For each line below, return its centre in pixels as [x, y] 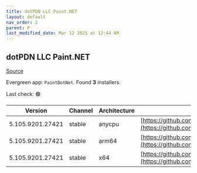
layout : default [26, 17]
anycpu [109, 124]
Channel [81, 110]
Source [15, 71]
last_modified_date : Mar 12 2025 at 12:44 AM [62, 33]
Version [36, 110]
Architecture [117, 110]
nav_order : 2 [22, 22]
